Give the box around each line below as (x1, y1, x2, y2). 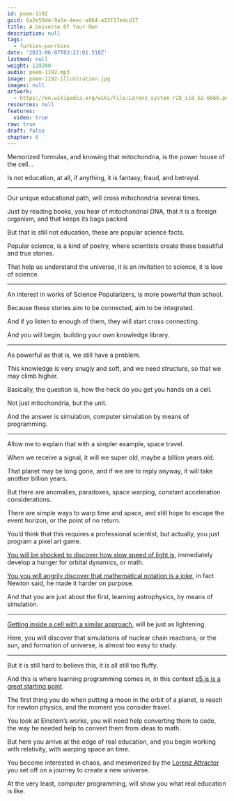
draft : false (7, 127, 45, 134)
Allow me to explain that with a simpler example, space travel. (7, 440, 185, 448)
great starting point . (7, 682, 64, 691)
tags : (7, 36, 23, 43)
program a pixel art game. (7, 537, 81, 545)
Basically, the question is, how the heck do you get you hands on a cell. (7, 385, 212, 394)
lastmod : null (7, 56, 49, 63)
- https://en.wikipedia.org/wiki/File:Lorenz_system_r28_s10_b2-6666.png (13, 95, 232, 102)
